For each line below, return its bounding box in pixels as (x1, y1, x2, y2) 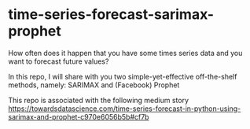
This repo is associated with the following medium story (8, 95, 189, 105)
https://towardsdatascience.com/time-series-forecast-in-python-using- (8, 104, 241, 113)
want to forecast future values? (8, 57, 109, 66)
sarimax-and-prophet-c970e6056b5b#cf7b (8, 112, 149, 121)
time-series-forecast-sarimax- (8, 6, 215, 24)
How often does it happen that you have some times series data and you (8, 48, 243, 57)
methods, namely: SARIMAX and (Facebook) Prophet (8, 80, 180, 90)
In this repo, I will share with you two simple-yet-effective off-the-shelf (8, 72, 237, 81)
